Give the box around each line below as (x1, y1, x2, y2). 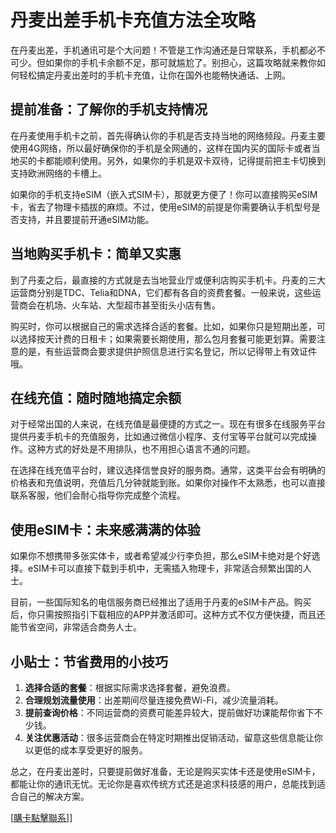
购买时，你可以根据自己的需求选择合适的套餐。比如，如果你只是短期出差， (10, 320, 317, 332)
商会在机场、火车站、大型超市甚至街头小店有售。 (18, 299, 221, 311)
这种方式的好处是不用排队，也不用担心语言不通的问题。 (27, 443, 256, 455)
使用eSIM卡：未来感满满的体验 (10, 521, 201, 538)
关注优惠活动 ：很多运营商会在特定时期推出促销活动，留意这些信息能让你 (24, 732, 323, 743)
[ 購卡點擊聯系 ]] (10, 812, 73, 823)
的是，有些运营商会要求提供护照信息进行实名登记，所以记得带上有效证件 (18, 345, 317, 357)
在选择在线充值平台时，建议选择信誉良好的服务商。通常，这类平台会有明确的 (10, 464, 326, 476)
